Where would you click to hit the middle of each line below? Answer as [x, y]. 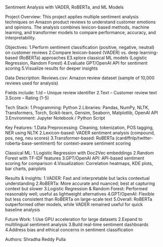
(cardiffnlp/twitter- [134, 138]
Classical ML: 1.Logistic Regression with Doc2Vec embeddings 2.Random [80, 153]
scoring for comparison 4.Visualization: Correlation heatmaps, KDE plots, [79, 163]
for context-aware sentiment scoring [94, 143]
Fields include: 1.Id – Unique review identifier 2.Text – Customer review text [81, 93]
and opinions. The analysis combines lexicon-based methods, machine [77, 27]
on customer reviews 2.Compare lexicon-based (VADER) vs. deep [72, 52]
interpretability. [20, 38]
